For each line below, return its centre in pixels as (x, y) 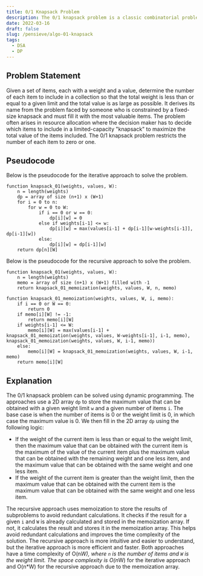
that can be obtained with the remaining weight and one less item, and (102, 459)
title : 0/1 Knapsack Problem (43, 12)
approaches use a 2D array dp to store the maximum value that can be (94, 402)
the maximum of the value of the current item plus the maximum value (102, 452)
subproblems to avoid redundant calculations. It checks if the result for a (97, 515)
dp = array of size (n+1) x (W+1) (60, 197)
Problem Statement (43, 76)
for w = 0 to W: (48, 208)
